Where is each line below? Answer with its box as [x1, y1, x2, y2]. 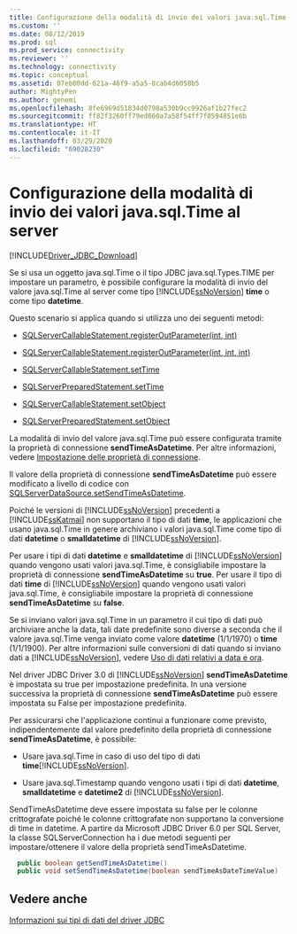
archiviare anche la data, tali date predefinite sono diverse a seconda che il [9, 624, 283, 634]
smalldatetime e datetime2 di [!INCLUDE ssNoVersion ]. [21, 786, 224, 798]
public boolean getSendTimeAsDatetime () [17, 859, 168, 868]
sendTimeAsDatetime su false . [9, 597, 126, 608]
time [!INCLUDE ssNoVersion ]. [21, 759, 130, 771]
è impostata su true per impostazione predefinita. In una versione [9, 679, 247, 689]
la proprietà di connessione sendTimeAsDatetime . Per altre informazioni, [9, 442, 277, 453]
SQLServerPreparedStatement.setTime [21, 381, 164, 392]
